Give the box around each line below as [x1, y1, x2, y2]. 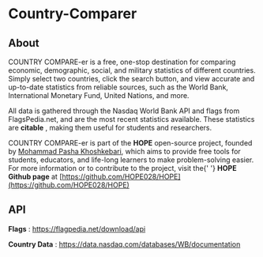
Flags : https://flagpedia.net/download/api [8, 224, 146, 233]
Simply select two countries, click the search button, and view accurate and [8, 74, 255, 83]
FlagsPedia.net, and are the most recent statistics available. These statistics [8, 115, 255, 123]
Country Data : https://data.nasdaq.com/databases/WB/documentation [8, 239, 241, 249]
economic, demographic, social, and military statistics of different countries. [8, 66, 256, 75]
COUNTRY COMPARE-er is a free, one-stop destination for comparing [8, 57, 236, 66]
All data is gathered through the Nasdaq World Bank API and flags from [8, 106, 240, 115]
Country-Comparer [8, 5, 137, 23]
